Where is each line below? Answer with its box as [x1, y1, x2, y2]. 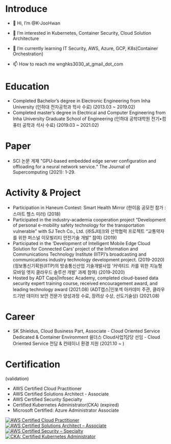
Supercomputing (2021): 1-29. [12, 169, 76, 175]
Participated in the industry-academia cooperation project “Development [12, 216, 166, 223]
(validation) [5, 375, 29, 382]
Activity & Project [5, 187, 81, 198]
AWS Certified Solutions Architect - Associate [12, 391, 109, 397]
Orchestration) [12, 51, 43, 57]
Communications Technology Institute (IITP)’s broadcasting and [12, 251, 146, 257]
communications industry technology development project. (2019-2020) [12, 256, 165, 262]
